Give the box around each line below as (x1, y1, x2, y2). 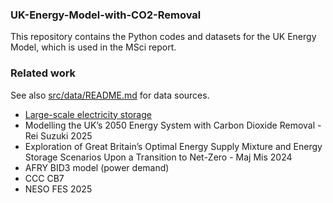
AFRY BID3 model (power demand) (24, 161, 170, 173)
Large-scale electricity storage (24, 108, 152, 120)
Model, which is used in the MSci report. (10, 41, 177, 53)
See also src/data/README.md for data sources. (10, 89, 210, 101)
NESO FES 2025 (24, 183, 93, 195)
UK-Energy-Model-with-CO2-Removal (10, 8, 202, 22)
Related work (10, 66, 77, 80)
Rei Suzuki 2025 (24, 129, 93, 142)
